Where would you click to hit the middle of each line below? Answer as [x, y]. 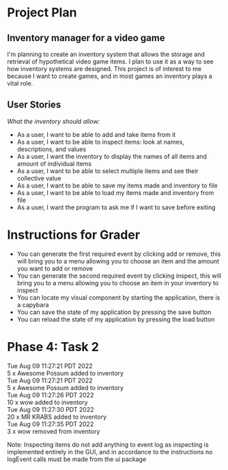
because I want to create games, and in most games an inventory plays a [110, 76]
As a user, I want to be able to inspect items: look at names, [100, 142]
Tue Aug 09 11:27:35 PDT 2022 [51, 424]
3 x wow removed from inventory [54, 431]
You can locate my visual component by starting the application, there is [118, 297]
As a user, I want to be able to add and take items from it [96, 134]
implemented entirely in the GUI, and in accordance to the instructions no [110, 452]
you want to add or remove [55, 268]
